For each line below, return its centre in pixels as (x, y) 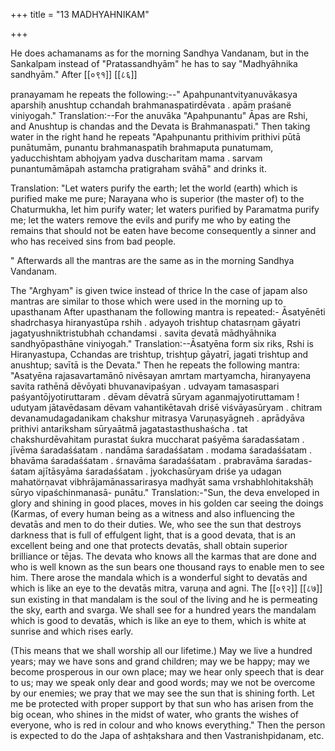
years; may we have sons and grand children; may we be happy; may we (160, 661)
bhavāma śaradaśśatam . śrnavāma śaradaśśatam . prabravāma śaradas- (161, 460)
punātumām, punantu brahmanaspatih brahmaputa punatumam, (142, 147)
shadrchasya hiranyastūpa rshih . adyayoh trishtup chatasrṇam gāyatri (155, 322)
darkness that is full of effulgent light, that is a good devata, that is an (153, 535)
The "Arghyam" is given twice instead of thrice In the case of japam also (159, 290)
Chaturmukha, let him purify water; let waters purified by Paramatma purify (165, 209)
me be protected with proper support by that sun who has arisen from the (162, 703)
